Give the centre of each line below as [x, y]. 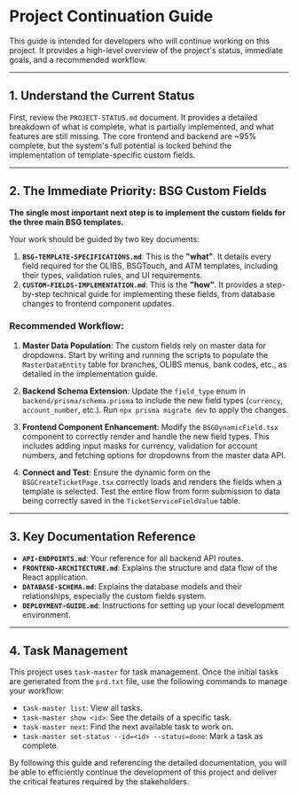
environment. [46, 614]
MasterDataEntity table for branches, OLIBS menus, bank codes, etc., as [154, 364]
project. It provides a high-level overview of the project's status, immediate [146, 50]
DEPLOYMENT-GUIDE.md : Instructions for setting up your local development [153, 605]
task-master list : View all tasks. [82, 708]
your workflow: [37, 691]
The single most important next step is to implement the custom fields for [148, 212]
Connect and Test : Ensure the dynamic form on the [116, 472]
